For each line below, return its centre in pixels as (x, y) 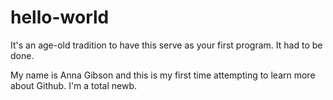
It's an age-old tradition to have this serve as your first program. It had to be (166, 45)
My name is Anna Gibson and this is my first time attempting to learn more (163, 75)
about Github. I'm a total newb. (74, 85)
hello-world (60, 17)
